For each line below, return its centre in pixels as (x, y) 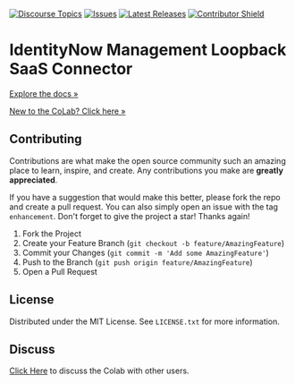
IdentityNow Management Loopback (148, 50)
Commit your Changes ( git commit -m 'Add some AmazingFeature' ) (146, 252)
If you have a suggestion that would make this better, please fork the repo (145, 197)
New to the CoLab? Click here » (68, 111)
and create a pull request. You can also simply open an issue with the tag (144, 207)
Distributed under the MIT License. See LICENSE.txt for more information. (144, 321)
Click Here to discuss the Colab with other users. (99, 371)
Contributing (46, 139)
